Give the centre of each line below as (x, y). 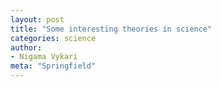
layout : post (37, 19)
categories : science (53, 38)
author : (26, 47)
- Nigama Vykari (44, 57)
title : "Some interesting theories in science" (111, 29)
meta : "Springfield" (53, 66)
